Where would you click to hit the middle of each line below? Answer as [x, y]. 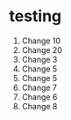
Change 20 [42, 49]
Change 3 [39, 59]
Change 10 [41, 41]
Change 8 [39, 106]
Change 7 [39, 87]
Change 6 [39, 97]
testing [35, 16]
